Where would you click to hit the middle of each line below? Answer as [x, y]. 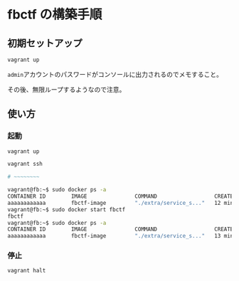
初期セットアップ [45, 43]
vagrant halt [27, 271]
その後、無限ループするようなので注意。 [67, 89]
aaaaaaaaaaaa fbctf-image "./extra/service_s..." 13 [114, 236]
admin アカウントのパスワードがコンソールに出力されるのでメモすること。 [115, 74]
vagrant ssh [25, 164]
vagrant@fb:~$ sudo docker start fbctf [67, 210]
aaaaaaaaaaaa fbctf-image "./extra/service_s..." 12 [114, 203]
